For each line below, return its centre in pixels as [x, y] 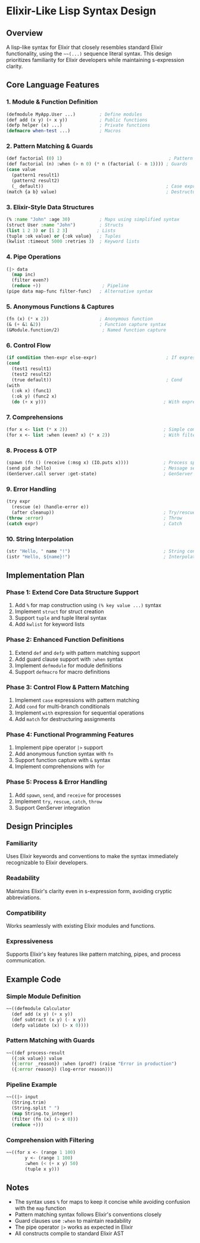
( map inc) [24, 275]
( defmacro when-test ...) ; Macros [63, 131]
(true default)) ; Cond [97, 380]
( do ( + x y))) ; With [96, 402]
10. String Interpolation [40, 539]
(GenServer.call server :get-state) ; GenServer [100, 474]
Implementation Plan [46, 575]
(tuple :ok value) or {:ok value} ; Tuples [63, 236]
